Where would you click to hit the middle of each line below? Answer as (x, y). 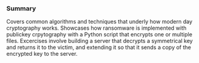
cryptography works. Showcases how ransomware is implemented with (96, 28)
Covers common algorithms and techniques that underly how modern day (99, 22)
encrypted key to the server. (42, 54)
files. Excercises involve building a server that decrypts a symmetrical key (99, 41)
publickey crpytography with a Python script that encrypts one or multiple (99, 35)
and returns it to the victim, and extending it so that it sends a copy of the (99, 47)
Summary (21, 8)
